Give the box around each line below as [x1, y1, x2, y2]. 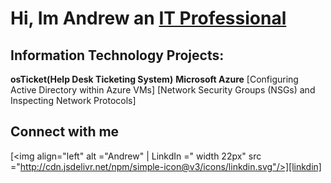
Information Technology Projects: [10, 47, 225, 64]
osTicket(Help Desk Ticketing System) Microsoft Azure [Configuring [10, 73, 299, 85]
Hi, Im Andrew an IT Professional [10, 7, 287, 30]
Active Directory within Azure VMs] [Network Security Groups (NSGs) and [10, 84, 316, 96]
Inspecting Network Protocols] [10, 95, 137, 106]
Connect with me [10, 123, 120, 141]
